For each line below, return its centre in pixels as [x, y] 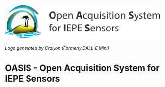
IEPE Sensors [33, 78]
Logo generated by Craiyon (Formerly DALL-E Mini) [57, 48]
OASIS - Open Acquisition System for [82, 68]
